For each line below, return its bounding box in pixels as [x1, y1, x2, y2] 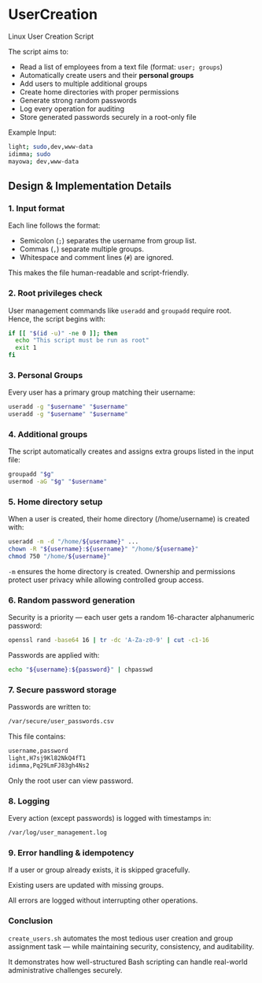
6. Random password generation [8, 595, 135, 606]
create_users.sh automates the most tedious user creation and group [8, 933, 234, 943]
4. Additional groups [8, 429, 88, 440]
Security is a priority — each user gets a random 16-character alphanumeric [8, 613, 255, 622]
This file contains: [8, 732, 66, 741]
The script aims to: [8, 46, 69, 56]
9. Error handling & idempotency [8, 848, 135, 858]
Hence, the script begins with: [8, 313, 106, 324]
